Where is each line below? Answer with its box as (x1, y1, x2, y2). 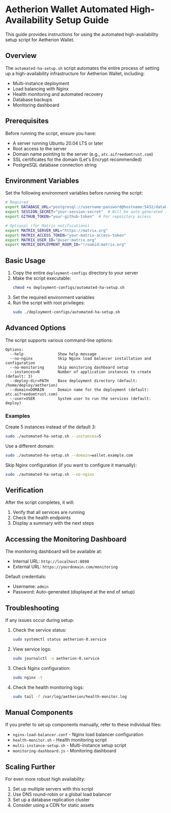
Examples (5, 412, 31, 419)
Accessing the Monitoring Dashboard (5, 535, 127, 544)
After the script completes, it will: (5, 499, 75, 505)
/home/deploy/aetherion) (5, 383, 58, 388)
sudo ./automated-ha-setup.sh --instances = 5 (5, 433, 101, 439)
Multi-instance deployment (12, 80, 70, 86)
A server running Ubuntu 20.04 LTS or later (12, 140, 103, 146)
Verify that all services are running (12, 509, 85, 516)
